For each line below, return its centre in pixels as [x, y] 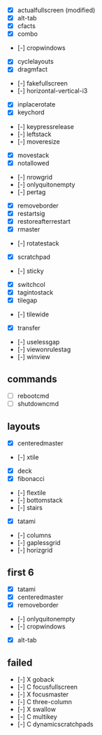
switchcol [31, 284]
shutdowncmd [38, 404]
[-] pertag [31, 191]
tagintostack [35, 292]
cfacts [27, 26]
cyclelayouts [35, 62]
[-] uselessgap [38, 342]
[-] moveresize [39, 141]
